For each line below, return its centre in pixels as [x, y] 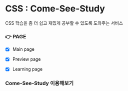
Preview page [26, 59]
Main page [23, 49]
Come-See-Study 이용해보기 [39, 84]
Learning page [27, 69]
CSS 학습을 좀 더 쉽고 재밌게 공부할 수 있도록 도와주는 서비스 [64, 23]
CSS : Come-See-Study [55, 9]
